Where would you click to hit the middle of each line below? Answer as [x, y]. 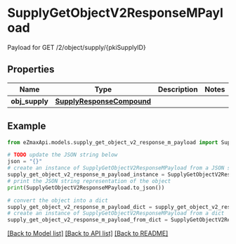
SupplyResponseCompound [103, 101]
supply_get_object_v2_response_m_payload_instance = [86, 175]
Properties [31, 69]
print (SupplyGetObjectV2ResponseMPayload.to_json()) [86, 188]
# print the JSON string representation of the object [89, 181]
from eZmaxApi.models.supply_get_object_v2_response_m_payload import [113, 142]
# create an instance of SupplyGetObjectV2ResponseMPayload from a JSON [116, 168]
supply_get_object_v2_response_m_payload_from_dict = [88, 220]
